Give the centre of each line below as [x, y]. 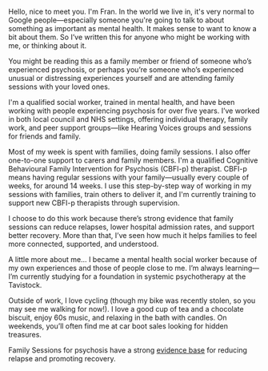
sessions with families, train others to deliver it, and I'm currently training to [132, 194]
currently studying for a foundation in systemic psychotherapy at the [133, 276]
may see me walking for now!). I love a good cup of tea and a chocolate [126, 309]
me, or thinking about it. [48, 46]
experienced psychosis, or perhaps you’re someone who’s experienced [126, 70]
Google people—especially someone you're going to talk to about [116, 20]
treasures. [25, 335]
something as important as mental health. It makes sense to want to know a [133, 28]
